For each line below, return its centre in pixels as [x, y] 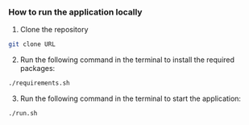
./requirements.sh [39, 83]
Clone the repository [54, 30]
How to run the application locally [75, 12]
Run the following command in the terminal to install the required [127, 60]
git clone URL [32, 44]
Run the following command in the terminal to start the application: [131, 98]
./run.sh [23, 114]
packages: [37, 69]
